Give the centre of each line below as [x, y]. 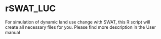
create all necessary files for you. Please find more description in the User [80, 27]
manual [13, 32]
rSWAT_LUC [30, 9]
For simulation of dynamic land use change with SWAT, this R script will [78, 22]
